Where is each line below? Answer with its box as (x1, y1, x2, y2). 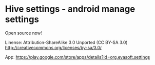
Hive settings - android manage (5, 3, 136, 15)
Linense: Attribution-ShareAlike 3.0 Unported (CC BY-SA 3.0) (5, 39, 128, 45)
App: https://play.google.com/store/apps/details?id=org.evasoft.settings (5, 54, 150, 60)
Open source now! (5, 30, 42, 36)
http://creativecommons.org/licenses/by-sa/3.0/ (5, 44, 102, 50)
